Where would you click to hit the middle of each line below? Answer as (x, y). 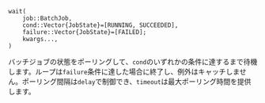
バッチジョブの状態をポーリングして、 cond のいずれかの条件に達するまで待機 (133, 62)
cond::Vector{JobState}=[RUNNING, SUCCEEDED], (100, 25)
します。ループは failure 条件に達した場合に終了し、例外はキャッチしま (124, 72)
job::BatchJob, (47, 18)
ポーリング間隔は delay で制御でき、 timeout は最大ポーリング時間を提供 (136, 82)
